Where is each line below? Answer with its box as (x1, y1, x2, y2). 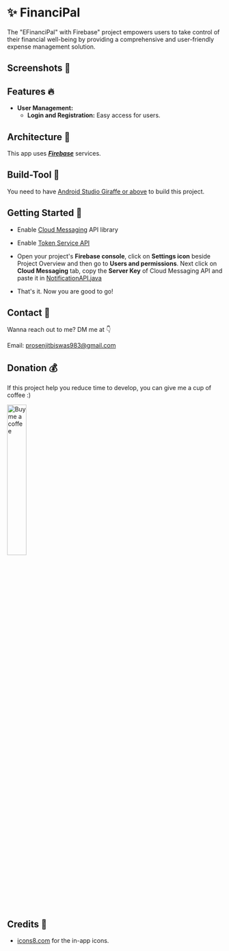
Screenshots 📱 (7, 62, 71, 74)
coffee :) (7, 391, 31, 399)
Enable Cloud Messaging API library (16, 225, 118, 234)
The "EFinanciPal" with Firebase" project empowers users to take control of (7, 27, 220, 36)
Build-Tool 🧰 (7, 169, 60, 181)
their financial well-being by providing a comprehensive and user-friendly (7, 35, 214, 43)
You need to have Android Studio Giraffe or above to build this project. (7, 187, 205, 195)
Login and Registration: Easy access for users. (27, 111, 161, 119)
